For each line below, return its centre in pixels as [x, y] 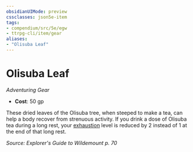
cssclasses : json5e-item [37, 17]
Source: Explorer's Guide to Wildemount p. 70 [62, 143]
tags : [13, 22]
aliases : [17, 39]
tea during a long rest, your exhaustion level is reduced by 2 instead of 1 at [97, 125]
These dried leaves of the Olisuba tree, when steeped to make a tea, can [94, 113]
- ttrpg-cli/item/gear [34, 34]
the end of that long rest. [36, 131]
